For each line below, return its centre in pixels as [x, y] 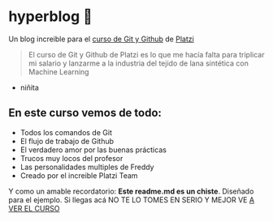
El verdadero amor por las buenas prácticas [93, 150]
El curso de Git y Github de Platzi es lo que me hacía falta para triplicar [146, 54]
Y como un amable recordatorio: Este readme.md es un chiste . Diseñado [131, 191]
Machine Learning [58, 71]
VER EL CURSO [34, 208]
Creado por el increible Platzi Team [79, 175]
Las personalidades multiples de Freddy [87, 167]
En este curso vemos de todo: [85, 113]
